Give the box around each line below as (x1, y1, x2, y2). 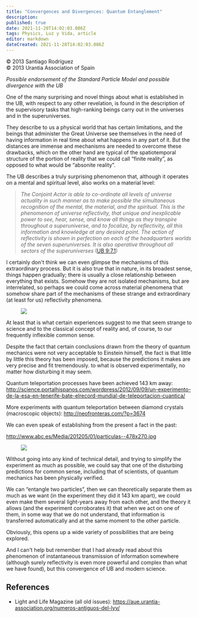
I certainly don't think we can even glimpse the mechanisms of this (6, 259, 169, 266)
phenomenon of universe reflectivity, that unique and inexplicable (20, 209, 181, 217)
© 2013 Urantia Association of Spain (6, 64, 95, 71)
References (6, 582, 50, 592)
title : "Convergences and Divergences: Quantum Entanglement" (6, 8, 163, 15)
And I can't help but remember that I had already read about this (6, 546, 163, 553)
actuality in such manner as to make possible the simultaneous (20, 196, 176, 204)
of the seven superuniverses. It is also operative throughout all (20, 241, 173, 248)
